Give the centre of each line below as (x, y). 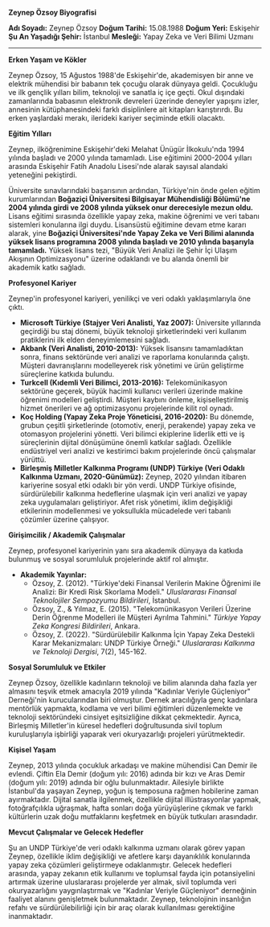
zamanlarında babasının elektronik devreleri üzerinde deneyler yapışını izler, (134, 101)
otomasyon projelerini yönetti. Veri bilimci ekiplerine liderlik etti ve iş (132, 434)
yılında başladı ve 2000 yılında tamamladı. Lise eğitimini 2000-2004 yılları (130, 158)
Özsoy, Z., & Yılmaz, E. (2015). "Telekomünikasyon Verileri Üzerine (141, 609)
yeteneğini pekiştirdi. (43, 175)
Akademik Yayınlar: (53, 575)
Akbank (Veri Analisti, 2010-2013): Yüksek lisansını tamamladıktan (131, 348)
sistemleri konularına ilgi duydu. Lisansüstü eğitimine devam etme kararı (127, 225)
